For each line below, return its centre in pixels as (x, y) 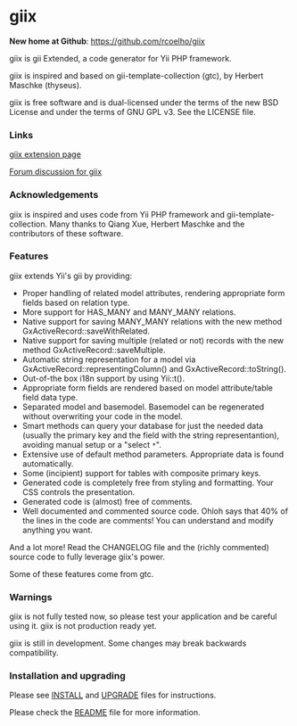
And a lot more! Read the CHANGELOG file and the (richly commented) (139, 547)
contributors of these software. (66, 233)
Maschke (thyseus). (45, 85)
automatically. (48, 463)
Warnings (31, 597)
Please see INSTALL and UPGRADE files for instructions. (113, 695)
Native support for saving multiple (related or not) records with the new (153, 340)
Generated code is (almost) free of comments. (107, 501)
